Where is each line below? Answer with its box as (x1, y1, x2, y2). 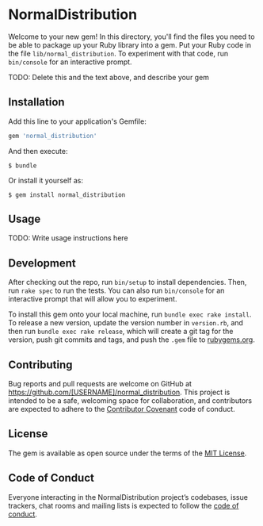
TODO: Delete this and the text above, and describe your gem (8, 72, 210, 82)
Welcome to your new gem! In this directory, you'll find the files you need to (8, 32, 255, 41)
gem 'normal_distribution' (8, 132, 97, 140)
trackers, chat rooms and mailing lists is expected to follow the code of (8, 501, 239, 510)
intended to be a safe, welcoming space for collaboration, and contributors (8, 396, 252, 405)
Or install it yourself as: (8, 175, 83, 185)
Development (8, 256, 77, 270)
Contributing (8, 358, 73, 371)
